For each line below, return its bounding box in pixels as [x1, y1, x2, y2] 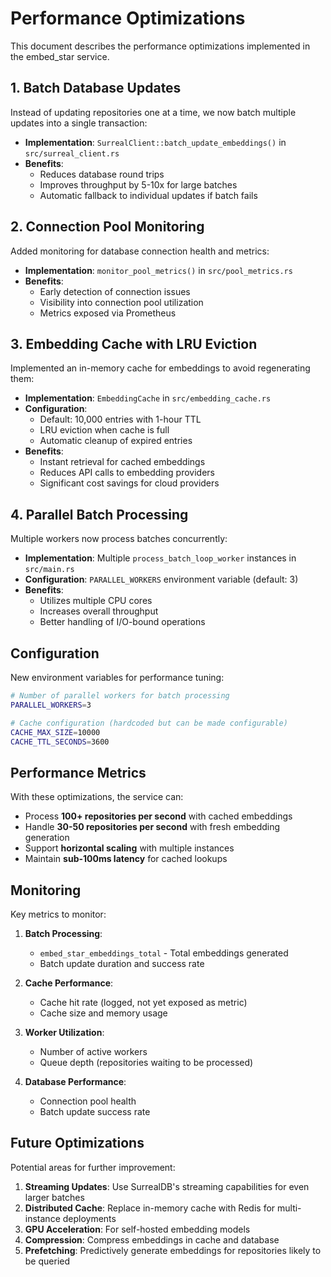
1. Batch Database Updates [10, 80, 182, 97]
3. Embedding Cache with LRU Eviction [10, 335, 258, 352]
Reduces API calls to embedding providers [39, 467, 215, 479]
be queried [24, 1255, 71, 1267]
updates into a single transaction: [10, 117, 148, 129]
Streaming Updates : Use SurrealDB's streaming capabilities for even [24, 1180, 310, 1192]
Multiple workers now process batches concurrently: [10, 533, 228, 545]
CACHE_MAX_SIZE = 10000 [10, 727, 101, 737]
